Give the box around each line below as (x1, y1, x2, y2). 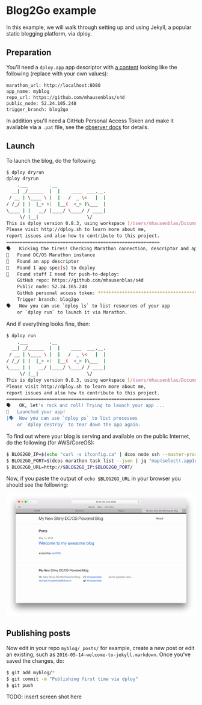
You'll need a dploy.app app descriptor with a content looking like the (6, 63, 177, 71)
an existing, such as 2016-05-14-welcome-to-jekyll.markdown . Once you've (6, 651, 191, 658)
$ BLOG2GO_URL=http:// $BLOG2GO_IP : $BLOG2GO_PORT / (6, 464, 133, 470)
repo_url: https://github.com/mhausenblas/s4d (6, 94, 125, 100)
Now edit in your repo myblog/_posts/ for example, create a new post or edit (6, 644, 195, 651)
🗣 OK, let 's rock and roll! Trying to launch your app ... (6, 402, 165, 409)
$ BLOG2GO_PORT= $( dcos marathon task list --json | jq (6, 458, 147, 464)
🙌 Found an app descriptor (6, 258, 79, 264)
